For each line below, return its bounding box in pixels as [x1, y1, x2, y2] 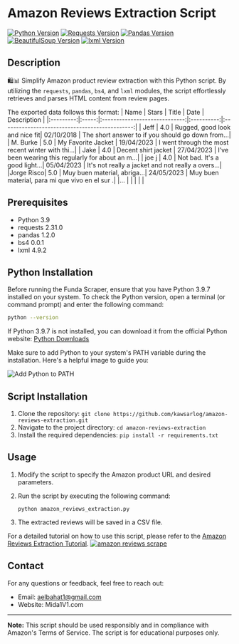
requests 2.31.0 [17, 223, 63, 232]
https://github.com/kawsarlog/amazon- [112, 411, 228, 418]
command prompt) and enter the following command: [7, 301, 164, 309]
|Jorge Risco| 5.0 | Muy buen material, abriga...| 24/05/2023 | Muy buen [7, 168, 219, 177]
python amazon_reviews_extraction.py [17, 505, 130, 512]
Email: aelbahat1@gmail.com [17, 593, 102, 601]
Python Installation [7, 266, 93, 279]
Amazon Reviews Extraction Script [7, 5, 216, 21]
